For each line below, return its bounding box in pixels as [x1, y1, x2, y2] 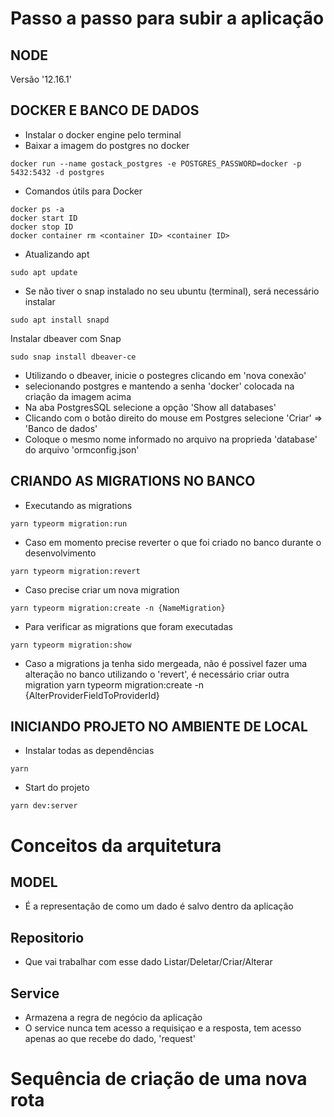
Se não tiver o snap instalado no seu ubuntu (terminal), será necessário [24, 285, 320, 297]
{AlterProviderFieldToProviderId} [24, 689, 160, 701]
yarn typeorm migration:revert [10, 566, 141, 576]
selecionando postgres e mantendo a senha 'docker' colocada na [24, 380, 295, 392]
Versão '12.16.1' [10, 73, 72, 85]
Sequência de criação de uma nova [10, 1068, 308, 1091]
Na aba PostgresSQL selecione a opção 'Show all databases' [24, 401, 277, 413]
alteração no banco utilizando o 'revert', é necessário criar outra [24, 668, 290, 680]
